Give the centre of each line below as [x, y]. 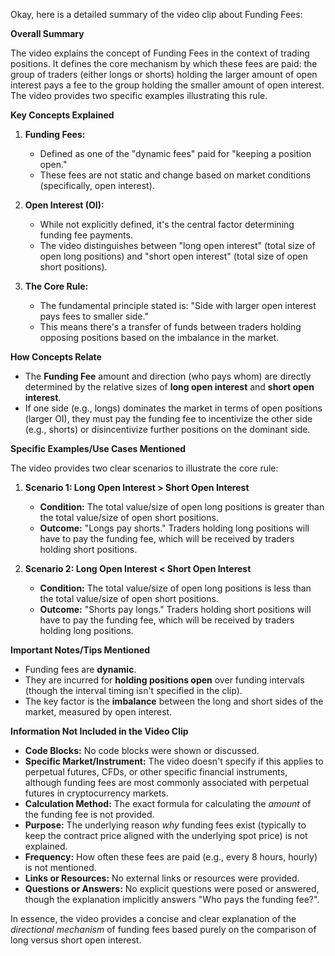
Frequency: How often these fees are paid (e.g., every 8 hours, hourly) [171, 857]
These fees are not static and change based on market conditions [175, 175]
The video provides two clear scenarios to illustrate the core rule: [144, 468]
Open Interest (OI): [64, 205]
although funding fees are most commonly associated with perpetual [167, 782]
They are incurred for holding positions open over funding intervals [164, 680]
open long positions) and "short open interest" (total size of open [173, 256]
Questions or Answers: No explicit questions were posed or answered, [172, 888]
